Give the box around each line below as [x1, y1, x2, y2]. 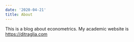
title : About [5, 12, 33, 17]
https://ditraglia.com [5, 31, 48, 37]
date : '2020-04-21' [5, 7, 47, 12]
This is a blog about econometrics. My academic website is [5, 25, 129, 31]
